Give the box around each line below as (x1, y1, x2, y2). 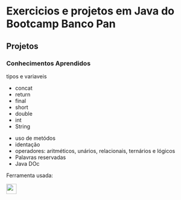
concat (14, 84, 33, 92)
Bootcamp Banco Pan (6, 17, 116, 31)
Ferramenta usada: (6, 172, 53, 179)
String (14, 122, 31, 130)
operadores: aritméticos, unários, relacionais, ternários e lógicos (14, 147, 176, 154)
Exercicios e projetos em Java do (6, 4, 175, 18)
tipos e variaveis (6, 72, 47, 80)
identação (14, 140, 40, 148)
